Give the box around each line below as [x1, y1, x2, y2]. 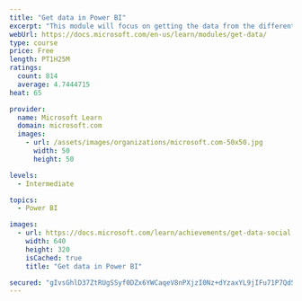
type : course [9, 38, 58, 48]
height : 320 [25, 244, 70, 254]
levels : [9, 171, 39, 180]
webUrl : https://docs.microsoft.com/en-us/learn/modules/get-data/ [9, 30, 268, 39]
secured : [9, 278, 42, 288]
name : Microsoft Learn [17, 113, 102, 122]
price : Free [9, 47, 54, 56]
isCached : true [25, 253, 83, 262]
